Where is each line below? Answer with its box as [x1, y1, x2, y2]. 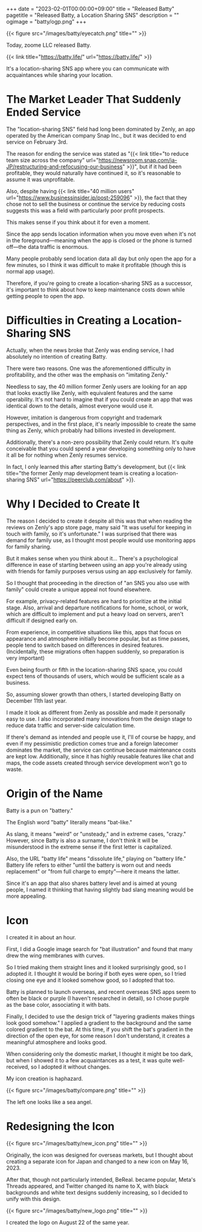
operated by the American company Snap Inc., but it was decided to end [6, 131, 187, 139]
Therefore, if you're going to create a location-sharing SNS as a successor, [6, 279, 193, 286]
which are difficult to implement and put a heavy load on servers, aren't [6, 610, 184, 617]
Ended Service [6, 105, 81, 119]
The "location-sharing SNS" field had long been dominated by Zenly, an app [6, 125, 195, 133]
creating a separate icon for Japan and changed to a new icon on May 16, [6, 1157, 189, 1165]
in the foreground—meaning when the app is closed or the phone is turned [6, 236, 192, 244]
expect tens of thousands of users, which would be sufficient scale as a [6, 672, 185, 680]
